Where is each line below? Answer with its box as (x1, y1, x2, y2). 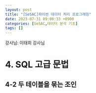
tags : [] (5, 26, 23, 31)
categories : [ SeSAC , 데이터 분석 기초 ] (5, 21, 78, 26)
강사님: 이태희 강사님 (5, 40, 45, 46)
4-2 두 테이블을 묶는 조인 (5, 80, 77, 89)
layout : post (5, 7, 32, 12)
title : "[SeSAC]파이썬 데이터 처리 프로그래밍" (5, 12, 92, 17)
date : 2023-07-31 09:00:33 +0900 (5, 16, 74, 21)
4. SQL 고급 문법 (5, 59, 69, 70)
